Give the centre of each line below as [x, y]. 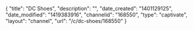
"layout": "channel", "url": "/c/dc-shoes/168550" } [66, 21]
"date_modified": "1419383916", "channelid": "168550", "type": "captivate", [97, 15]
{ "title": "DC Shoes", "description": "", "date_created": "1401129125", [89, 9]
